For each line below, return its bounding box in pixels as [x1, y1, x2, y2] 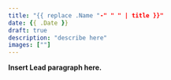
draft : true [8, 26, 47, 34]
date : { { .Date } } [8, 19, 69, 27]
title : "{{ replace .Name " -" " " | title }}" [8, 11, 164, 20]
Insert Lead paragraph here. [8, 63, 102, 72]
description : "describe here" [8, 33, 108, 42]
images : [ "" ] [8, 41, 51, 49]
